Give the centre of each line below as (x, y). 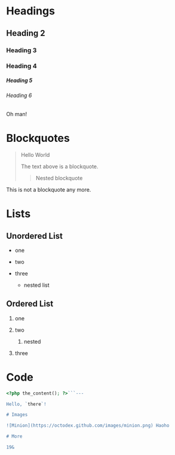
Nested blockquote (59, 178)
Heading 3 (22, 50)
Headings (31, 11)
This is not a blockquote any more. (49, 189)
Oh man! (17, 114)
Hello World (35, 154)
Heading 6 (19, 95)
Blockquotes (38, 138)
